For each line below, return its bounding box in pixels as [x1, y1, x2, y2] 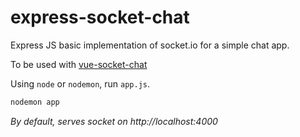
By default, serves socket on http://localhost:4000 [10, 115, 218, 127]
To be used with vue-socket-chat [10, 58, 148, 70]
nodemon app [10, 97, 60, 107]
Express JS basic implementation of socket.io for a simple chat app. [10, 39, 290, 51]
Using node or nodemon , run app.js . [10, 77, 151, 90]
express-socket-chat [10, 6, 190, 29]
